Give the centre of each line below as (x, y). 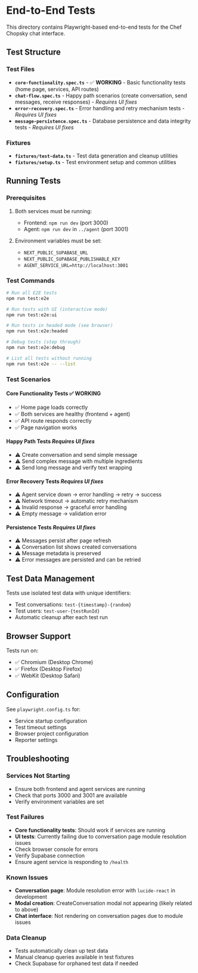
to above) (27, 910)
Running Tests (33, 181)
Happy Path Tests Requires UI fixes (51, 441)
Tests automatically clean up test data (61, 951)
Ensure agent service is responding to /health (72, 862)
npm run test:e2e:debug (36, 348)
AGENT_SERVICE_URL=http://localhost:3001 (76, 265)
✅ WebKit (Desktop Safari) (47, 676)
